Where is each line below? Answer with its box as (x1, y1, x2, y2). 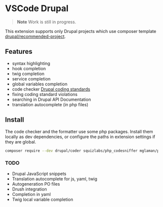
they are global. (5, 139, 36, 144)
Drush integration (12, 186, 47, 192)
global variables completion (12, 81, 68, 87)
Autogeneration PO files (12, 181, 60, 187)
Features (5, 48, 33, 56)
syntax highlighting (12, 60, 50, 66)
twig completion (12, 71, 45, 77)
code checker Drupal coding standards (12, 86, 91, 92)
